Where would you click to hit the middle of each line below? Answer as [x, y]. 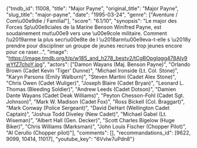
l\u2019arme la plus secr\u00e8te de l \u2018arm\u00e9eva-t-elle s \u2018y [98, 39]
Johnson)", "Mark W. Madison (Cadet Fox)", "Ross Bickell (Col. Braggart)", [96, 101]
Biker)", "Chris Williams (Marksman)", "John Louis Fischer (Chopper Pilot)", [96, 126]
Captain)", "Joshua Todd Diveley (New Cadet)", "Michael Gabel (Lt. [86, 114]
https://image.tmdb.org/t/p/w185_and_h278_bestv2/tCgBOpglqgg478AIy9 [98, 58]
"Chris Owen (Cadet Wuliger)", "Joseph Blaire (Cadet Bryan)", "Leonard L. [95, 83]
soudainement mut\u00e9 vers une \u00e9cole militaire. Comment [86, 33]
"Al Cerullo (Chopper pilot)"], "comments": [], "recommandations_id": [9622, [98, 133]
